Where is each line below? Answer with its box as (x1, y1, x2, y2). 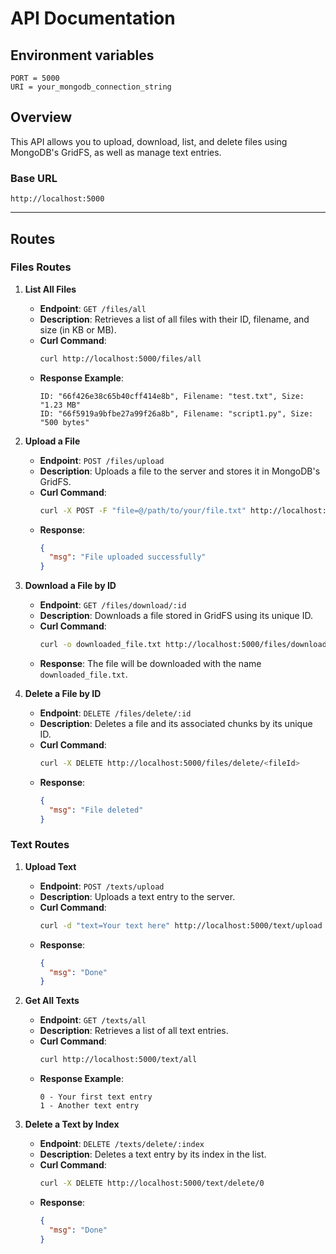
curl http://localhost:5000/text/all (39, 1055, 198, 1065)
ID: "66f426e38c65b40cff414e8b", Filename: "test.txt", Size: (39, 391, 305, 401)
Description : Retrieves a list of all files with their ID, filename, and (39, 313, 310, 325)
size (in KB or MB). (39, 323, 117, 336)
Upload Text (24, 860, 77, 872)
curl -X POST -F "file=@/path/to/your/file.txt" (39, 505, 247, 516)
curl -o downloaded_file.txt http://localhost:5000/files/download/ (39, 640, 332, 650)
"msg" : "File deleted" (48, 805, 144, 815)
